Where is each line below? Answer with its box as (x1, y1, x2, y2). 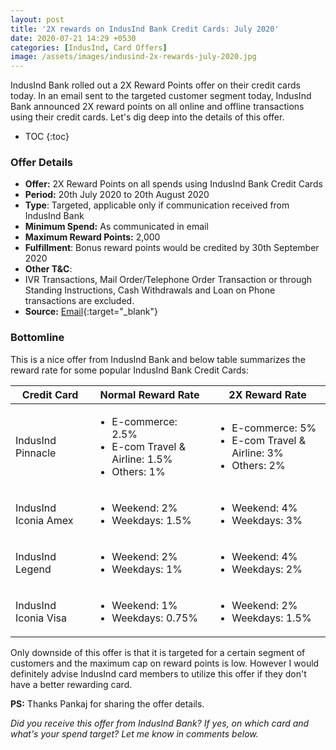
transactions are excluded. (24, 295, 135, 307)
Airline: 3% (231, 446, 284, 460)
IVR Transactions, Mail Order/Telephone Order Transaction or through (24, 274, 313, 286)
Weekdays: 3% (231, 513, 303, 527)
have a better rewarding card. (10, 678, 133, 690)
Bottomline (10, 331, 65, 345)
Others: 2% (231, 458, 286, 472)
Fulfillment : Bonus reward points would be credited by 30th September (24, 242, 320, 254)
